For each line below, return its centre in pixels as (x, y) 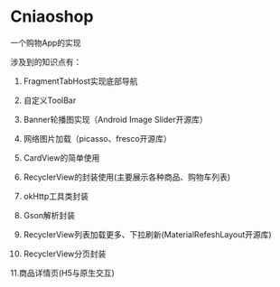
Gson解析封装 (49, 215)
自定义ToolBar (50, 100)
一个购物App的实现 (46, 42)
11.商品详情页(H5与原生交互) (63, 273)
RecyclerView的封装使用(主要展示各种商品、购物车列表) (127, 177)
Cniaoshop (52, 17)
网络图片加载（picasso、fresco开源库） (98, 138)
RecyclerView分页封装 (65, 254)
